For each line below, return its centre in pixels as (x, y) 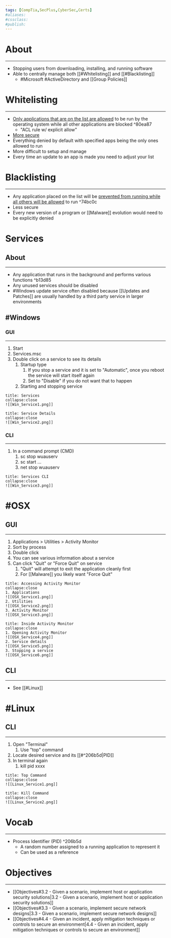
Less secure (25, 207)
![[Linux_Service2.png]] (32, 802)
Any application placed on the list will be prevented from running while (87, 197)
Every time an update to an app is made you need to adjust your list (83, 157)
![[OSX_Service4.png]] (29, 637)
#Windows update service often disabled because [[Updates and (81, 291)
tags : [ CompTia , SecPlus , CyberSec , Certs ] (49, 10)
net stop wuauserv (40, 467)
